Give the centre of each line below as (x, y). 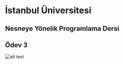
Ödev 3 (16, 45)
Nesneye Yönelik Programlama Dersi (62, 29)
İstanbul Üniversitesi (48, 11)
